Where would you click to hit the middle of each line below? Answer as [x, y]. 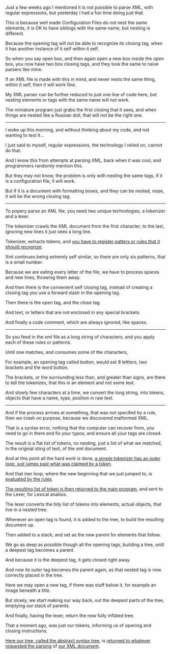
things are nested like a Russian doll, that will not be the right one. [74, 115]
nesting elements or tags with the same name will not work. [68, 100]
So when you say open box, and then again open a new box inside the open [85, 59]
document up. [20, 525]
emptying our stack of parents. [38, 606]
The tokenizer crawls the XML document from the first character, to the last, [85, 226]
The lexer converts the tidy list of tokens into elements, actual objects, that [83, 504]
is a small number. [24, 262]
